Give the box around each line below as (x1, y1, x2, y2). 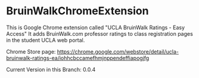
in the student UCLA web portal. (6, 36, 85, 43)
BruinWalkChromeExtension (6, 4, 149, 18)
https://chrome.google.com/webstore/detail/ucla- (57, 48, 179, 55)
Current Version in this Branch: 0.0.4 (6, 65, 96, 73)
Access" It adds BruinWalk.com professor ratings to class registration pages (6, 30, 194, 37)
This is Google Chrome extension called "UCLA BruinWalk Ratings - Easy (6, 24, 185, 31)
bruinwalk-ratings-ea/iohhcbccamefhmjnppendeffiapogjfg (6, 54, 150, 61)
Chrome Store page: (6, 48, 56, 55)
